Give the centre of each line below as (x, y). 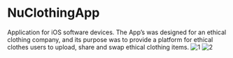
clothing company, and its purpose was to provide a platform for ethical (110, 39)
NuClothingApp (54, 13)
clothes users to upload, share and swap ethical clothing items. (98, 47)
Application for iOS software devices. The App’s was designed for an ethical (117, 32)
